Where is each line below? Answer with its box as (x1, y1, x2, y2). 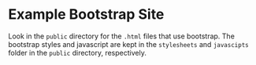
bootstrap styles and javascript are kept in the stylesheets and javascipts (8, 39, 250, 49)
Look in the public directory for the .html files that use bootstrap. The (8, 31, 235, 41)
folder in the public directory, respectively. (8, 48, 147, 57)
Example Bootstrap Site (8, 5, 165, 23)
